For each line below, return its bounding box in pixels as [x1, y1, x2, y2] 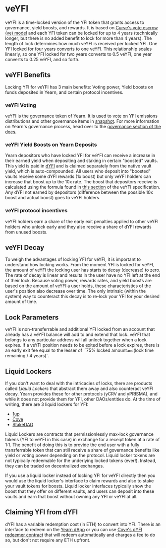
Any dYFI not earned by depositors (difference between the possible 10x [5, 189, 153, 195]
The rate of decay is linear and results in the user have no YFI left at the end [5, 272, 160, 278]
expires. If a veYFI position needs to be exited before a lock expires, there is [5, 342, 160, 348]
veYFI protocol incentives [5, 207, 68, 214]
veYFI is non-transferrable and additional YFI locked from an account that [5, 326, 155, 332]
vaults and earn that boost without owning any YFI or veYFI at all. [5, 494, 138, 500]
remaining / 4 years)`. [5, 353, 50, 359]
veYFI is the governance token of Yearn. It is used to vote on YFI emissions [5, 113, 158, 119]
